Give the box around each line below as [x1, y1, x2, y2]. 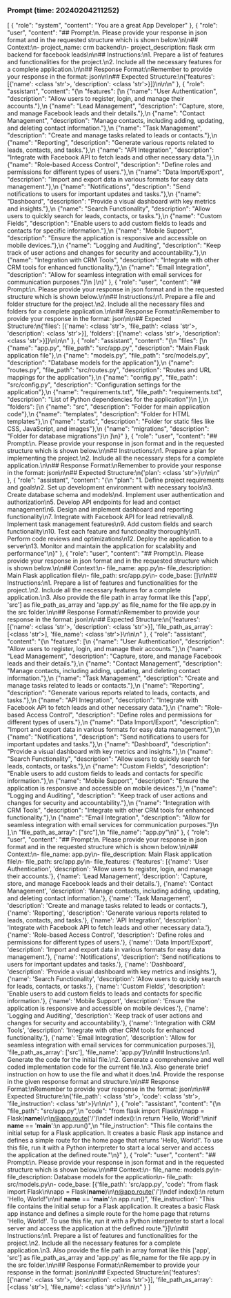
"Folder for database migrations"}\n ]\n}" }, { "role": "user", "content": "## [7, 432, 218, 440]
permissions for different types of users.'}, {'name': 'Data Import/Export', [7, 938, 214, 947]
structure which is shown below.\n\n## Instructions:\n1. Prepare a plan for [7, 447, 217, 455]
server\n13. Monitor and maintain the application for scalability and [7, 542, 197, 550]
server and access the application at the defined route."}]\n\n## [7, 1224, 189, 1232]
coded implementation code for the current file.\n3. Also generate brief [7, 1063, 209, 1072]
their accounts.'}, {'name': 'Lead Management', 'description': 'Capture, [7, 872, 208, 880]
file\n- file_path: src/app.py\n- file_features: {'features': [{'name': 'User [7, 858, 209, 866]
